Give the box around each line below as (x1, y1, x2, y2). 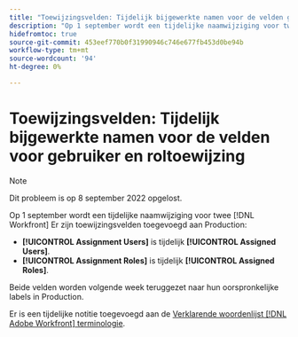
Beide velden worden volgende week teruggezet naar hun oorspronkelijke (9, 281, 279, 293)
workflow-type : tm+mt (9, 46, 90, 55)
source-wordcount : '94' (9, 54, 98, 63)
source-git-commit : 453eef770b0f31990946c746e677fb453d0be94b (9, 37, 244, 47)
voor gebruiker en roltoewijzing (9, 146, 246, 167)
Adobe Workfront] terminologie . (9, 317, 126, 328)
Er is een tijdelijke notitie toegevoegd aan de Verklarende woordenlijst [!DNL (9, 308, 287, 319)
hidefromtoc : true (9, 29, 77, 38)
